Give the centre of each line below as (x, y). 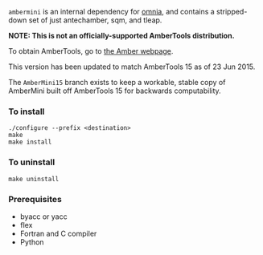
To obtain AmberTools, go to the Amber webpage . (91, 51)
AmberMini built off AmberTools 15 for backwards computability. (115, 91)
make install (30, 142)
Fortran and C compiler (58, 233)
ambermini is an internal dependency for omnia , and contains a (111, 12)
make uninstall (34, 179)
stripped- (232, 12)
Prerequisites (35, 199)
